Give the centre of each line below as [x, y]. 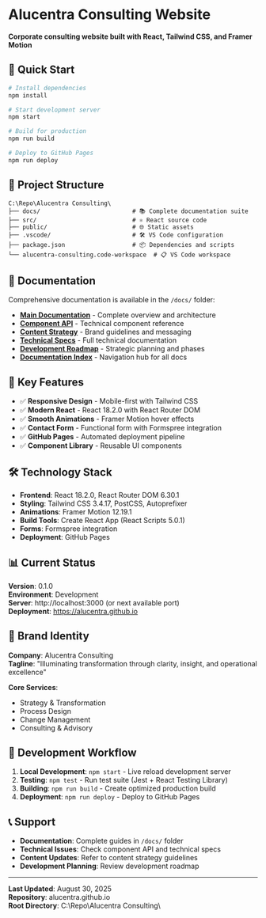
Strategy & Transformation [63, 703]
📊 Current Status [52, 563]
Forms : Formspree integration [68, 529]
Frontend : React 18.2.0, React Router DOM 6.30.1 [99, 495]
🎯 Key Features [46, 382]
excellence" [28, 672]
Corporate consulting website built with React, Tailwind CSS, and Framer [130, 36]
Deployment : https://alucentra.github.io [73, 611]
